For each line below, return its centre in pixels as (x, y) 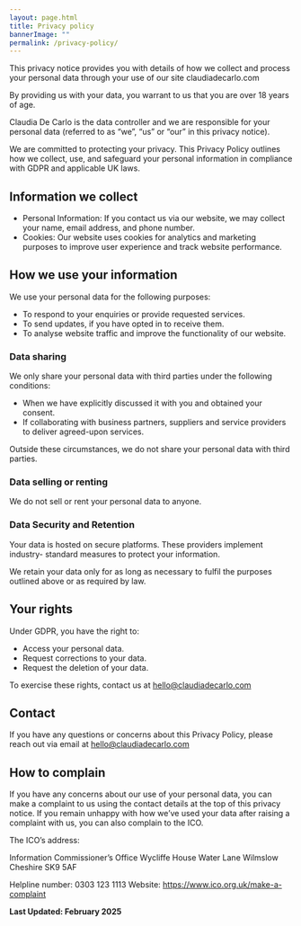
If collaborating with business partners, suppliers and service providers (154, 423)
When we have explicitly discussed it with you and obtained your (142, 403)
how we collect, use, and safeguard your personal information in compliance (151, 159)
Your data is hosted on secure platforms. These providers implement (136, 544)
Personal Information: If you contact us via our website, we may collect (154, 218)
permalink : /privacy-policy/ (64, 43)
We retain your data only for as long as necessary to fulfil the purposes (141, 571)
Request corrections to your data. (84, 658)
